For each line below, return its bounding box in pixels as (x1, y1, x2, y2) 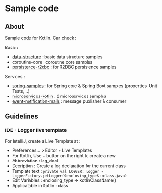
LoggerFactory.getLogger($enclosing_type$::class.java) (12, 173, 127, 178)
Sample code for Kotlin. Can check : (5, 35, 76, 41)
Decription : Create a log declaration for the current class (12, 163, 126, 169)
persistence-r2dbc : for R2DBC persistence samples (12, 64, 117, 70)
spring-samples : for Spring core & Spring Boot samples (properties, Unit (12, 83, 157, 89)
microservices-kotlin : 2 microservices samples (12, 93, 106, 99)
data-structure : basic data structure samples (12, 54, 103, 60)
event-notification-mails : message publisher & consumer (12, 98, 127, 104)
